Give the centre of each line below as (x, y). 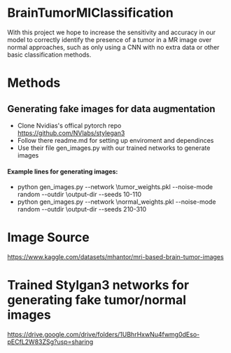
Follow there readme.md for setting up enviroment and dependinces (115, 140)
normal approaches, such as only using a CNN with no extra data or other (113, 47)
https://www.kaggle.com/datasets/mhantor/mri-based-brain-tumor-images (115, 257)
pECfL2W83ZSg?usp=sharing (50, 342)
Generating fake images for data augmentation (111, 109)
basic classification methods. (49, 55)
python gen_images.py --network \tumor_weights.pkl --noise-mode (115, 187)
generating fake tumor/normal (97, 300)
